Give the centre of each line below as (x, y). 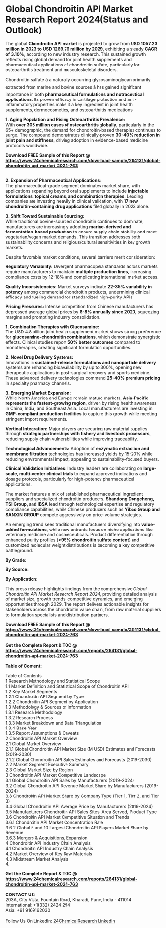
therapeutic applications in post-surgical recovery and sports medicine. (78, 372)
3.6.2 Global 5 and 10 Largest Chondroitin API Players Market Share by (77, 827)
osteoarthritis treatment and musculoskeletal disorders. (62, 69)
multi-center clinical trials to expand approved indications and (83, 473)
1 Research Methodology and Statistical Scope (53, 681)
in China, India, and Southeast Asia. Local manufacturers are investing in (79, 408)
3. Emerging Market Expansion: (38, 393)
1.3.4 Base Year (21, 728)
